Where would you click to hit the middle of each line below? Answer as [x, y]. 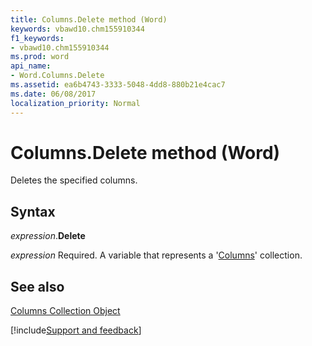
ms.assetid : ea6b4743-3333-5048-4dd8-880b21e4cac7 [118, 85]
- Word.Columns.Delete [57, 76]
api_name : [31, 66]
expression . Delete [48, 236]
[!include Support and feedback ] [76, 330]
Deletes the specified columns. [74, 180]
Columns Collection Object [65, 311]
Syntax [33, 211]
